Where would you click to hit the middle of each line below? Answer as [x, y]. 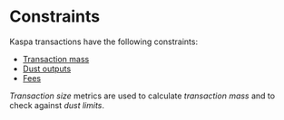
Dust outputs [47, 69]
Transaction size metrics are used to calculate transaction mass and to [142, 96]
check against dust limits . [57, 105]
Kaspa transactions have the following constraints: [103, 42]
